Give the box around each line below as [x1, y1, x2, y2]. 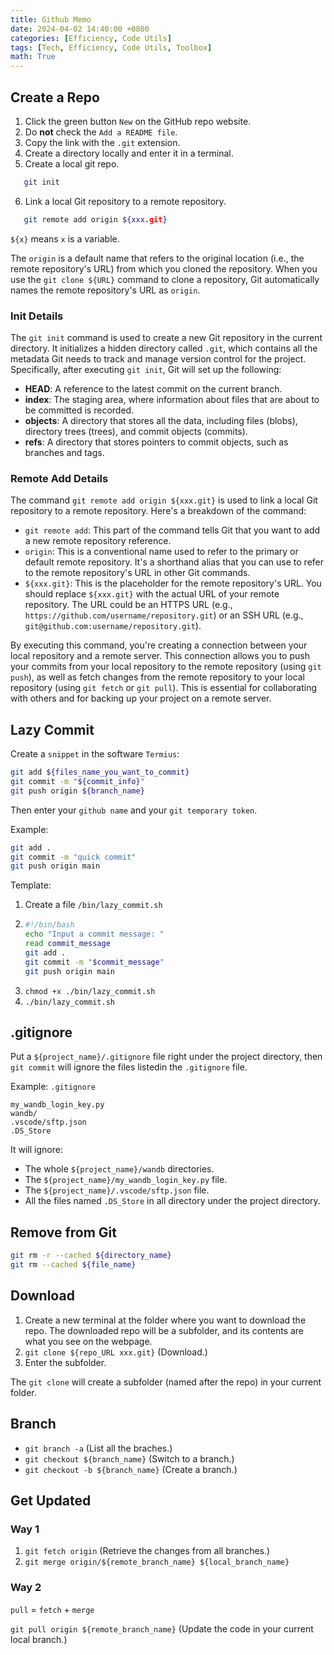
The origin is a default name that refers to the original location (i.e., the [10, 252, 305, 264]
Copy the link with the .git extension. [24, 136, 181, 148]
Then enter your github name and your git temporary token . [10, 804, 258, 816]
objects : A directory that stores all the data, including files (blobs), [24, 414, 298, 426]
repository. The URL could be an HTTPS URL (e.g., [24, 599, 233, 611]
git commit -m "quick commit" [10, 852, 137, 862]
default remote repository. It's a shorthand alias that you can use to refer [24, 556, 324, 568]
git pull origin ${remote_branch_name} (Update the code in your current [10, 1622, 314, 1635]
